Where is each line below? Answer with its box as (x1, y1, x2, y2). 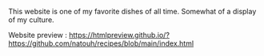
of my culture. (8, 15, 54, 24)
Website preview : (8, 31, 68, 39)
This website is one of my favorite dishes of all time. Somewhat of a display (8, 7, 257, 16)
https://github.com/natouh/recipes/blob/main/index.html (8, 39, 194, 48)
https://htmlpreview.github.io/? (69, 31, 170, 39)
